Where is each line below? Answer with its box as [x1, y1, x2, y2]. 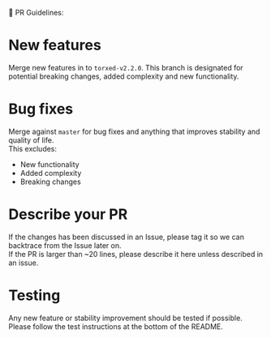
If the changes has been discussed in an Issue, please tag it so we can [8, 232, 245, 242]
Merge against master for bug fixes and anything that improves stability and [8, 126, 260, 136]
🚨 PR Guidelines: [8, 8, 64, 17]
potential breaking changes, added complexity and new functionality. [8, 71, 239, 81]
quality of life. [8, 135, 54, 145]
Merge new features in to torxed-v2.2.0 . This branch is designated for [8, 62, 243, 72]
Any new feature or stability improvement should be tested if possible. [8, 313, 243, 323]
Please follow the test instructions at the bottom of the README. [8, 321, 223, 332]
